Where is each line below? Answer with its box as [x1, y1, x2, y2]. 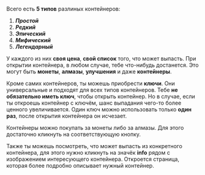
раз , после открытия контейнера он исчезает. [6, 113, 127, 119]
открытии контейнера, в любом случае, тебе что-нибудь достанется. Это [6, 61, 199, 69]
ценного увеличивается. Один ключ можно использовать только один [6, 106, 192, 113]
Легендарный [15, 43, 53, 50]
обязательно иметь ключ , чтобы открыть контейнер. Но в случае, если [6, 93, 196, 100]
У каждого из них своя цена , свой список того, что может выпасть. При [6, 55, 196, 62]
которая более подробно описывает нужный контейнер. [6, 162, 154, 169]
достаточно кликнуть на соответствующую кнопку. [6, 131, 141, 138]
